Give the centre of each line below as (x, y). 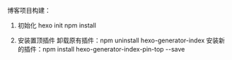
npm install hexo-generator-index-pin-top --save (114, 49)
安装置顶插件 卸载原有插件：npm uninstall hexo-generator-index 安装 (118, 40)
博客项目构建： (29, 10)
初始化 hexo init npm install (57, 25)
